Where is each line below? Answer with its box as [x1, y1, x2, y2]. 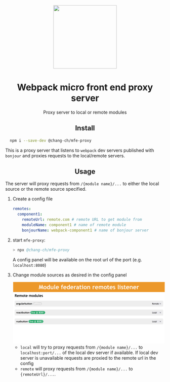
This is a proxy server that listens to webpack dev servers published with [5, 147, 154, 153]
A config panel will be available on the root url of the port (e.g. [12, 256, 142, 263]
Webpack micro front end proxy [17, 82, 153, 93]
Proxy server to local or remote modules [43, 109, 127, 115]
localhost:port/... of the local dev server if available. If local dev [20, 350, 158, 356]
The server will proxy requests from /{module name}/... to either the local [5, 181, 159, 187]
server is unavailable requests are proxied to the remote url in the [20, 355, 156, 361]
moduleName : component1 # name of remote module [22, 223, 126, 228]
